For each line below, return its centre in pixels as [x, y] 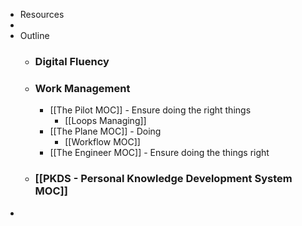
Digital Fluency [72, 61]
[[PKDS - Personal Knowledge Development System [163, 179]
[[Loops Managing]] [105, 121]
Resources [42, 14]
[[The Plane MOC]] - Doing [105, 131]
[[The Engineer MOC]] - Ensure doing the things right [159, 153]
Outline [34, 35]
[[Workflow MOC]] [102, 142]
